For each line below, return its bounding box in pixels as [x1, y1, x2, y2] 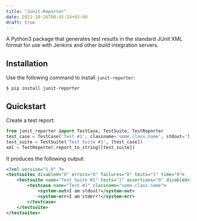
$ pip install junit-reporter [6, 85, 80, 91]
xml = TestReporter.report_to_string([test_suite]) [6, 144, 135, 150]
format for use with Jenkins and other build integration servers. [6, 42, 159, 49]
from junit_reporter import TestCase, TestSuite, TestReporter [6, 128, 164, 134]
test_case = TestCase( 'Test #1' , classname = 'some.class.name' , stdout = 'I [6, 133, 191, 139]
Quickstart [6, 101, 46, 111]
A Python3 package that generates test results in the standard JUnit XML [6, 36, 183, 43]
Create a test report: [6, 117, 55, 123]
